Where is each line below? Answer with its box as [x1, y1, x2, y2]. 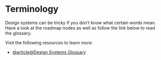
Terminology [5, 3, 58, 15]
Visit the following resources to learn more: [5, 39, 93, 45]
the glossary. [5, 30, 32, 36]
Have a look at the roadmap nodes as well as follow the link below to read [5, 25, 155, 30]
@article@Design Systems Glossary [12, 49, 86, 55]
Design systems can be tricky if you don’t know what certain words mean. [5, 20, 157, 26]
